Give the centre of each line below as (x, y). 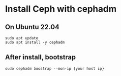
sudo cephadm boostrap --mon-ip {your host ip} (55, 68)
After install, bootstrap (41, 57)
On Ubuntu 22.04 (32, 27)
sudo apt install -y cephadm (35, 42)
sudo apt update (22, 38)
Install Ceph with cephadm (61, 9)
